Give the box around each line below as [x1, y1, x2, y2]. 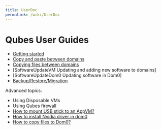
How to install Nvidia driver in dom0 [12, 114, 88, 120]
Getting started [12, 51, 45, 57]
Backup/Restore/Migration [12, 78, 68, 84]
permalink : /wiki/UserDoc [5, 12, 60, 17]
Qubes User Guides [5, 34, 89, 46]
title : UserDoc [5, 7, 38, 13]
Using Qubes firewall [12, 103, 57, 109]
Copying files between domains [12, 61, 79, 68]
